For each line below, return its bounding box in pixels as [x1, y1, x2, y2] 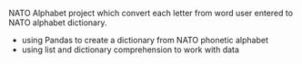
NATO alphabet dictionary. [8, 17, 107, 28]
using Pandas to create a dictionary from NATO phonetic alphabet [21, 35, 269, 45]
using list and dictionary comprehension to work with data [21, 44, 240, 55]
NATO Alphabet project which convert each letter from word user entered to [8, 8, 293, 18]
